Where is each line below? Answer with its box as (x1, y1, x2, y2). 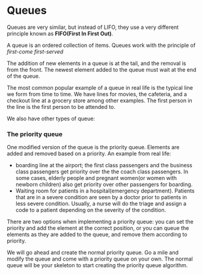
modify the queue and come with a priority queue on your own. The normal (7, 255, 193, 262)
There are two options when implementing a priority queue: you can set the (7, 218, 194, 226)
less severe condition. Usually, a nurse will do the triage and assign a (15, 200, 187, 208)
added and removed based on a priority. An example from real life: (7, 150, 171, 157)
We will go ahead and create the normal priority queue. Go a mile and (7, 249, 179, 256)
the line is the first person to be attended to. (7, 103, 116, 110)
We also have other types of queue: (7, 115, 96, 122)
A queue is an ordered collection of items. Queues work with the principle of (7, 42, 196, 49)
